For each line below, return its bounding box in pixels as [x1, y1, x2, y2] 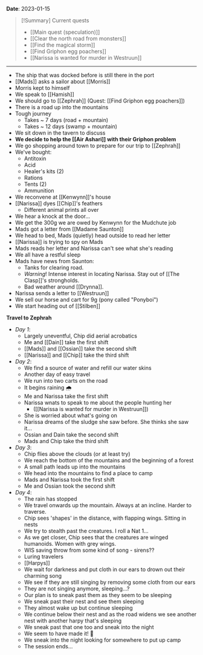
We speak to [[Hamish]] [14, 91, 74, 98]
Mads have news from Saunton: [14, 258, 95, 264]
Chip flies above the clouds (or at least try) [24, 450, 131, 458]
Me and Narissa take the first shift [24, 392, 109, 400]
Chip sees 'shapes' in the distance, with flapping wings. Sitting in [24, 514, 186, 522]
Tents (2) [24, 181, 47, 188]
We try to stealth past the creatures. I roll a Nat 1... [24, 528, 149, 534]
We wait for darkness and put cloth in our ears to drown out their [24, 566, 185, 573]
